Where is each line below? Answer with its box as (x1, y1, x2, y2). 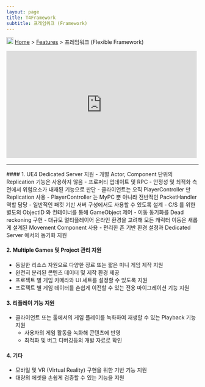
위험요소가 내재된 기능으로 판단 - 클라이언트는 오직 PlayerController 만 (22, 185, 191, 193)
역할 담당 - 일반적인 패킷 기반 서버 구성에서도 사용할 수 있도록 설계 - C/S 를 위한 (6, 201, 196, 208)
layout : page (6, 9, 40, 15)
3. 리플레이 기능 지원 (6, 299, 55, 307)
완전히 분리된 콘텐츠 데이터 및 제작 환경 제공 (15, 269, 120, 276)
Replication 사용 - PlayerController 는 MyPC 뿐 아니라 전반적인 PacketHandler (6, 193, 197, 201)
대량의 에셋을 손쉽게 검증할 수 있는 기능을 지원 (15, 374, 124, 382)
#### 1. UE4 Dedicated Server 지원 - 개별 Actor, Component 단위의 (6, 170, 173, 177)
